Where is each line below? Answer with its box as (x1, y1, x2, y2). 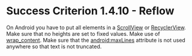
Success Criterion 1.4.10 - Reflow (6, 4, 175, 18)
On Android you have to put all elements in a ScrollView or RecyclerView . (6, 24, 186, 31)
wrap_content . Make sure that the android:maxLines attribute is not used (6, 36, 186, 43)
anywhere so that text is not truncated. (6, 43, 102, 50)
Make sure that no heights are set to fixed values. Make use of (6, 30, 160, 37)
